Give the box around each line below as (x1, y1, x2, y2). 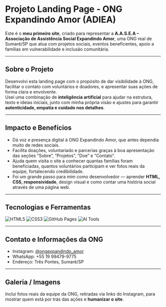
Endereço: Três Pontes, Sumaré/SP (12, 259, 84, 265)
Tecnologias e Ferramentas (5, 203, 91, 211)
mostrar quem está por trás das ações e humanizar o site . (5, 296, 124, 302)
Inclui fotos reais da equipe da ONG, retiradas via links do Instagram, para (5, 291, 156, 297)
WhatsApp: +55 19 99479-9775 (12, 254, 77, 259)
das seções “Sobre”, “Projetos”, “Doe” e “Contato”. (12, 153, 115, 158)
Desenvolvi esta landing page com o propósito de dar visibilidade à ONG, (5, 78, 154, 84)
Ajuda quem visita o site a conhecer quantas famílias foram (12, 157, 133, 164)
